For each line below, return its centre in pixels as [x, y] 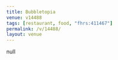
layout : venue [24, 35]
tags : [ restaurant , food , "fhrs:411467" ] [60, 23]
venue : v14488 [24, 18]
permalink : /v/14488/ [34, 29]
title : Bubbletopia [31, 12]
